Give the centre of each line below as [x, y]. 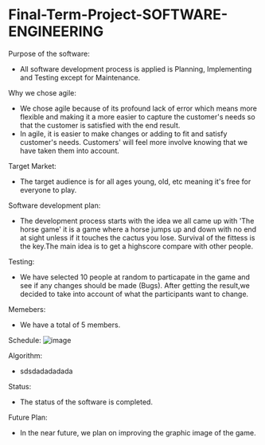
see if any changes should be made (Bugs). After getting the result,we [135, 285]
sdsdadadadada [46, 371]
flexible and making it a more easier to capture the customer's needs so [138, 116]
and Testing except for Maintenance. [80, 77]
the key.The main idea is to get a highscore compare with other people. [136, 246]
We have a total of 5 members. [70, 325]
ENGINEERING [56, 31]
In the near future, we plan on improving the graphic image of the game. [138, 432]
